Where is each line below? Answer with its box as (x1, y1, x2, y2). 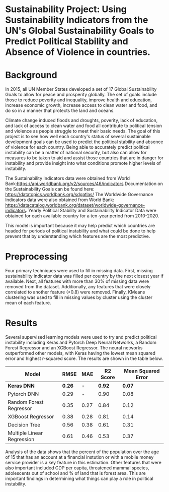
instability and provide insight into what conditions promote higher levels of (5, 160, 161, 166)
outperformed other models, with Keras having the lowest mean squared (5, 350, 156, 356)
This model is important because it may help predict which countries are (5, 223, 155, 229)
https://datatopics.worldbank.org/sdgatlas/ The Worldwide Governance (5, 192, 153, 198)
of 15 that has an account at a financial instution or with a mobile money (5, 454, 154, 460)
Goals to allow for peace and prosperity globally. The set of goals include (5, 92, 157, 98)
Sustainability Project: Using (5, 4, 127, 15)
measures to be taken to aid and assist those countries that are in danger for (5, 155, 163, 161)
